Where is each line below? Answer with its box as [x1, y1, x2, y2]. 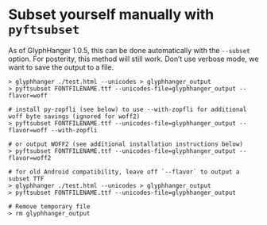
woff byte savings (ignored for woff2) [8, 113, 141, 120]
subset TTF [8, 174, 44, 183]
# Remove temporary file [8, 202, 91, 211]
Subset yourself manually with [8, 6, 215, 24]
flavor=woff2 [8, 154, 52, 162]
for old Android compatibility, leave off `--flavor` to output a [15, 168, 240, 176]
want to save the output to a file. [8, 62, 114, 72]
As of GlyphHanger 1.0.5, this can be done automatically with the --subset [8, 45, 250, 55]
